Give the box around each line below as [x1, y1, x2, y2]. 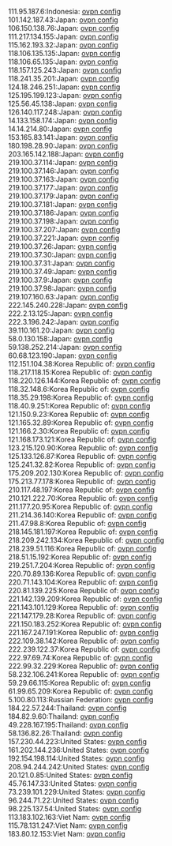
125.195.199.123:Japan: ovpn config [8, 91, 122, 100]
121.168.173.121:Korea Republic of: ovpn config [8, 434, 157, 444]
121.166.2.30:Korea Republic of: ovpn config [8, 427, 150, 435]
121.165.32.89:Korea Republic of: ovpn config [8, 418, 154, 427]
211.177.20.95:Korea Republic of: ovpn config [8, 502, 153, 511]
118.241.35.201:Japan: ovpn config [8, 74, 120, 83]
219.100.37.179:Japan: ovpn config [8, 191, 119, 201]
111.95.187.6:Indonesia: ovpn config [8, 7, 122, 16]
